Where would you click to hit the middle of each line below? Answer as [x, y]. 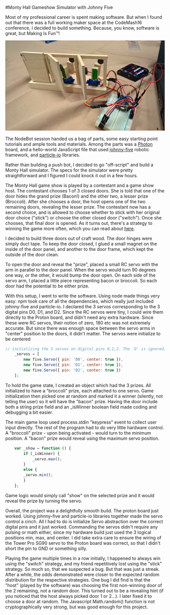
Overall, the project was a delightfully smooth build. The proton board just [82, 510]
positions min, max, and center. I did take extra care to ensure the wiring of [83, 537]
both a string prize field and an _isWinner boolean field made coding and [81, 407]
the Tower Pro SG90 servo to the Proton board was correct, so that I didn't [83, 543]
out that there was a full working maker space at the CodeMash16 [74, 23]
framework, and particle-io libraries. [43, 155]
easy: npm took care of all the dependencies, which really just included [79, 301]
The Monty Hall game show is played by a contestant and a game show [80, 185]
